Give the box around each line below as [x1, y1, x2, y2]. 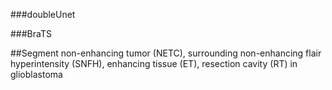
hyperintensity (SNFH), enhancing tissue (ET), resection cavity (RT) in [10, 58, 298, 69]
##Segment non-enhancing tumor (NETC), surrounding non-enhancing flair [10, 47, 322, 59]
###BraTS [10, 28, 52, 39]
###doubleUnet [10, 9, 76, 20]
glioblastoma [10, 69, 63, 80]
